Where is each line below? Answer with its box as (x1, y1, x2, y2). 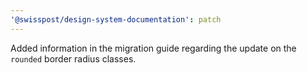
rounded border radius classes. (10, 52, 137, 65)
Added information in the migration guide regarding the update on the (10, 42, 297, 54)
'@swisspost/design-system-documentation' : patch (10, 14, 222, 25)
